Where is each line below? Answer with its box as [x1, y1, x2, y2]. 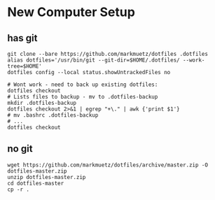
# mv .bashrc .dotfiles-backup [7, 112, 99, 119]
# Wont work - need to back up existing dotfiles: [7, 81, 158, 88]
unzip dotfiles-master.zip [7, 173, 86, 180]
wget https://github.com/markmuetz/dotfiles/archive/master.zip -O [7, 162, 209, 169]
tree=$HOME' [7, 63, 42, 70]
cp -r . [7, 186, 30, 193]
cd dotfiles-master [7, 180, 64, 187]
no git [7, 143, 33, 155]
